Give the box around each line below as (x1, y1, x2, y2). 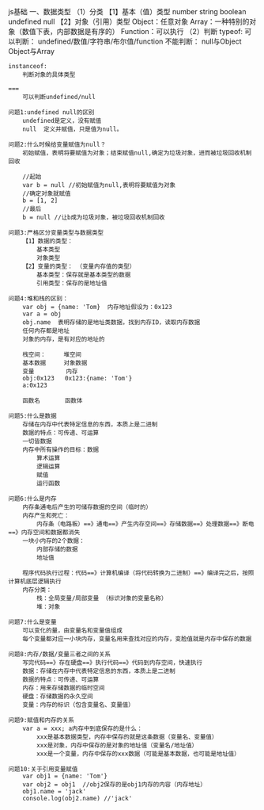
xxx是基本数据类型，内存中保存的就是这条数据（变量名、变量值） (36, 733, 218, 741)
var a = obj (22, 310, 62, 318)
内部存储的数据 (36, 545, 78, 553)
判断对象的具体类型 (22, 71, 76, 78)
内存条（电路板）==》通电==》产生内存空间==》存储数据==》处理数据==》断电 (36, 520, 255, 528)
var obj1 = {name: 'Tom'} (22, 772, 108, 780)
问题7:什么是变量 (8, 618, 57, 626)
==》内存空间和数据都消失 (8, 529, 81, 537)
